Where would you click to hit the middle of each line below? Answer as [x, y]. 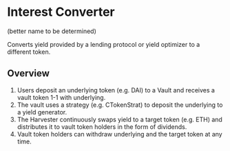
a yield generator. [42, 112]
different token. [29, 52]
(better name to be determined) [52, 31]
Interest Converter [61, 12]
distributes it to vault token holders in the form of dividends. [102, 127]
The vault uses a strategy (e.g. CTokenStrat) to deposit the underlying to [120, 105]
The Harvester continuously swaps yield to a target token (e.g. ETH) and [119, 119]
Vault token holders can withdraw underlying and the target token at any [119, 134]
